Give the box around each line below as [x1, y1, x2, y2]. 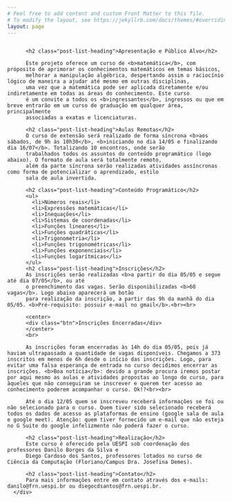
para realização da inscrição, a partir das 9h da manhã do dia [25, 296, 215, 302]
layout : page [7, 23, 45, 30]
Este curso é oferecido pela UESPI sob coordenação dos [25, 441, 190, 447]
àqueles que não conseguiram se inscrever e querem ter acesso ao [7, 380, 202, 387]
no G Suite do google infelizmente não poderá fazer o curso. [7, 423, 190, 429]
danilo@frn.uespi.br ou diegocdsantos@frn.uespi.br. [7, 483, 162, 490]
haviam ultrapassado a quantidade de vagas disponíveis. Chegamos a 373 [7, 350, 221, 357]
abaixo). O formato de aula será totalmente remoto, [7, 157, 162, 164]
